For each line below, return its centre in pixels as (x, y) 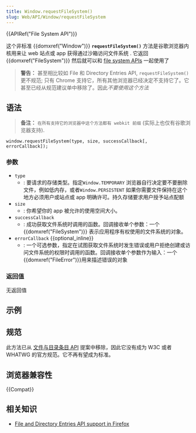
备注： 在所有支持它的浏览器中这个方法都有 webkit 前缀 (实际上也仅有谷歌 (103, 123)
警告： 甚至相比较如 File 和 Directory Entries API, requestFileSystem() (104, 73)
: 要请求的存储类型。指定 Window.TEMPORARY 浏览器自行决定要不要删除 (106, 182)
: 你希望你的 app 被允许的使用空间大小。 (72, 210)
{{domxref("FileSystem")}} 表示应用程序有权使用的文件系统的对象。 (105, 231)
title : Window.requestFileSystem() (49, 11)
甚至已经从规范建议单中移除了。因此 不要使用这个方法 (85, 87)
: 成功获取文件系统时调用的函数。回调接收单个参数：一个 (91, 224)
